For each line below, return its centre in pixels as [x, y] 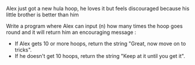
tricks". [23, 50]
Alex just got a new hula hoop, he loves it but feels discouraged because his [98, 8]
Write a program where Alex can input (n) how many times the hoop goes [95, 26]
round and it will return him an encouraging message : [71, 32]
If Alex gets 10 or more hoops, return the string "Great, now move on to [100, 44]
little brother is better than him [42, 15]
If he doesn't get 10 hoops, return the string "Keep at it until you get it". [100, 56]
